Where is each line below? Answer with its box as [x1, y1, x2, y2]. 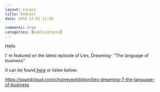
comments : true [5, 25, 36, 30]
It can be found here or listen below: [5, 67, 78, 73]
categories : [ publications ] [5, 30, 62, 35]
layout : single [5, 7, 36, 12]
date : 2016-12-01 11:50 [5, 16, 54, 21]
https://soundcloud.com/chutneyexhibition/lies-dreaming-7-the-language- [5, 76, 155, 82]
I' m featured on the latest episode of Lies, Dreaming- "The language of [5, 53, 149, 58]
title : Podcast [5, 12, 36, 17]
